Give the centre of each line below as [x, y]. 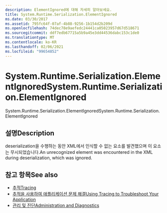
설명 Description [30, 133]
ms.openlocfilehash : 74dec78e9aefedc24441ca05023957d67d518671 [72, 28]
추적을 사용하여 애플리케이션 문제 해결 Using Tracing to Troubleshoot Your [85, 194]
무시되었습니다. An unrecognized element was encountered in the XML [82, 152]
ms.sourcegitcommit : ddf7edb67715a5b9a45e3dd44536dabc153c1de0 [72, 33]
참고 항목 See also [32, 175]
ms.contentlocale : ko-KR [31, 42]
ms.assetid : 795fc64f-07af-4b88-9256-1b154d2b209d [59, 24]
